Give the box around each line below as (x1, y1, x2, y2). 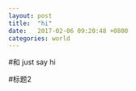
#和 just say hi (8, 57, 56, 67)
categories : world (8, 34, 70, 43)
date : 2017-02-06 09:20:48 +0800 (8, 27, 129, 35)
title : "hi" (8, 19, 53, 27)
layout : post (8, 11, 53, 20)
